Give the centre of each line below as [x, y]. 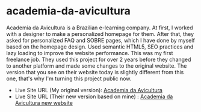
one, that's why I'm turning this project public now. [69, 78]
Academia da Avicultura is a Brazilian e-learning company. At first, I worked [100, 28]
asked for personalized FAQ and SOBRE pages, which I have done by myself [101, 40]
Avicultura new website [44, 102]
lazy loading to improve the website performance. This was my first [90, 53]
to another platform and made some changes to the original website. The [97, 66]
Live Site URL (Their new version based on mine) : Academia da [94, 96]
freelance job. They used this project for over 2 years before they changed [99, 59]
